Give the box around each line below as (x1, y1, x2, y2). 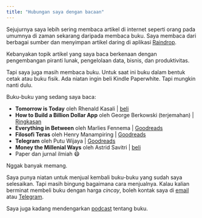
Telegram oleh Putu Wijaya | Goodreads (15, 137, 116, 145)
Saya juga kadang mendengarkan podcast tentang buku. (6, 205, 148, 212)
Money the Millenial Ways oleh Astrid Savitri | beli (15, 143, 141, 151)
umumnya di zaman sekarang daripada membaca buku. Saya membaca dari (6, 32, 197, 39)
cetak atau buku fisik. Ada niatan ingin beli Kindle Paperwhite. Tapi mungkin (6, 75, 196, 82)
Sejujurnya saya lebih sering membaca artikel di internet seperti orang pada (6, 26, 196, 33)
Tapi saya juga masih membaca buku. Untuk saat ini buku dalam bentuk (6, 68, 186, 76)
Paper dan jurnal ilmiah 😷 (15, 150, 80, 157)
